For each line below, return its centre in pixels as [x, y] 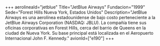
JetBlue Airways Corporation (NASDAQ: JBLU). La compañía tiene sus [76, 23]
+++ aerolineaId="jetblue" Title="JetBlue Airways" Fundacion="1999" [75, 7]
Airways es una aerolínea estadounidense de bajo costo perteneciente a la [80, 17]
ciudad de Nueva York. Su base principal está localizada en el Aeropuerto [79, 33]
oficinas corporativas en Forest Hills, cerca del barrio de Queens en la [75, 28]
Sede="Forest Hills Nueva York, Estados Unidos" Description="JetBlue [76, 12]
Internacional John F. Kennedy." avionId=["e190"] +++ [59, 38]
